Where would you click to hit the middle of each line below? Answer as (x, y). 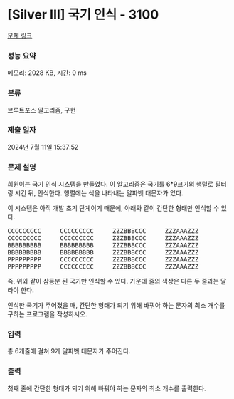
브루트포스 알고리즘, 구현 (42, 110)
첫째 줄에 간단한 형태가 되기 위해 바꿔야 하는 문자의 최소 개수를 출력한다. (107, 388)
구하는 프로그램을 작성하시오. (47, 314)
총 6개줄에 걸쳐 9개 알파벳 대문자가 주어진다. (69, 351)
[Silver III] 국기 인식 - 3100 (83, 15)
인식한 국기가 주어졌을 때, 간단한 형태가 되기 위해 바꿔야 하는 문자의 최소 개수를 (116, 305)
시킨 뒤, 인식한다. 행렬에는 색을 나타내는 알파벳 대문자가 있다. (99, 193)
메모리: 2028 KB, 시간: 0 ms (47, 73)
